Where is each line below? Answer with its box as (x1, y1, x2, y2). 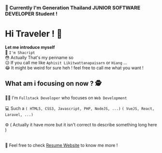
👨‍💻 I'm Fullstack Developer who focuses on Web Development (5, 94, 127, 101)
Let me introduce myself (5, 44, 55, 50)
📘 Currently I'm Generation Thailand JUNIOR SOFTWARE (5, 4, 141, 11)
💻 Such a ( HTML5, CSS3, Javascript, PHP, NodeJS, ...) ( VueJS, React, (5, 105, 155, 111)
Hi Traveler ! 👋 (5, 29, 62, 39)
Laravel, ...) (5, 112, 34, 117)
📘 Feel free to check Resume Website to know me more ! (5, 142, 118, 148)
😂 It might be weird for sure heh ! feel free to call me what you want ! (5, 65, 144, 71)
